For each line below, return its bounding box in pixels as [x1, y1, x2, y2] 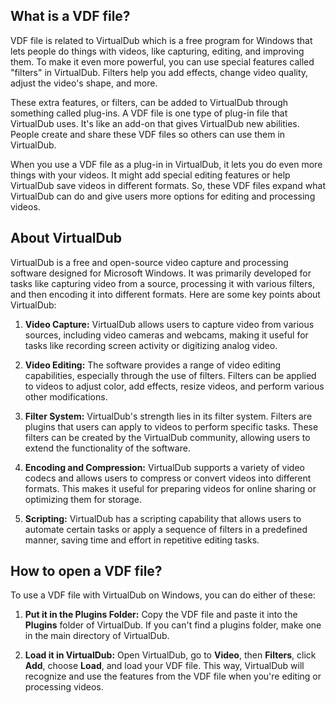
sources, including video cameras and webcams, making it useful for [24, 329, 309, 341]
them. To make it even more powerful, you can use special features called [10, 55, 315, 68]
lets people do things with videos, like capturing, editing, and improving [10, 45, 305, 57]
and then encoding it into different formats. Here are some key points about [10, 288, 321, 300]
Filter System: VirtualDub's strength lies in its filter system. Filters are [24, 410, 313, 422]
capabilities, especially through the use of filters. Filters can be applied [24, 369, 317, 381]
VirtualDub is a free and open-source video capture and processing [10, 256, 289, 268]
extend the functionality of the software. [24, 442, 191, 454]
